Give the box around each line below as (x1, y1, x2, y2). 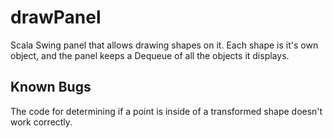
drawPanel (10, 6, 102, 29)
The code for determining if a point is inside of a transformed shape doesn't (10, 105, 323, 117)
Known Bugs (10, 79, 92, 96)
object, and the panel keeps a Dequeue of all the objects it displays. (10, 49, 290, 61)
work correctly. (10, 116, 73, 128)
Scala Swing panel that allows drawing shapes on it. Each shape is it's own (10, 39, 319, 51)
